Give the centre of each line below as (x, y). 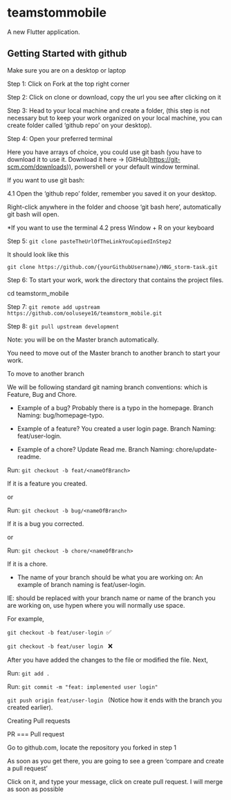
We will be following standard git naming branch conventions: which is (108, 387)
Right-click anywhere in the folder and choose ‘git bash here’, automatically (114, 207)
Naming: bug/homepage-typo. (61, 415)
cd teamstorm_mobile (38, 293)
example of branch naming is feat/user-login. (82, 584)
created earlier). (30, 707)
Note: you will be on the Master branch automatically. (83, 339)
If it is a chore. (28, 564)
